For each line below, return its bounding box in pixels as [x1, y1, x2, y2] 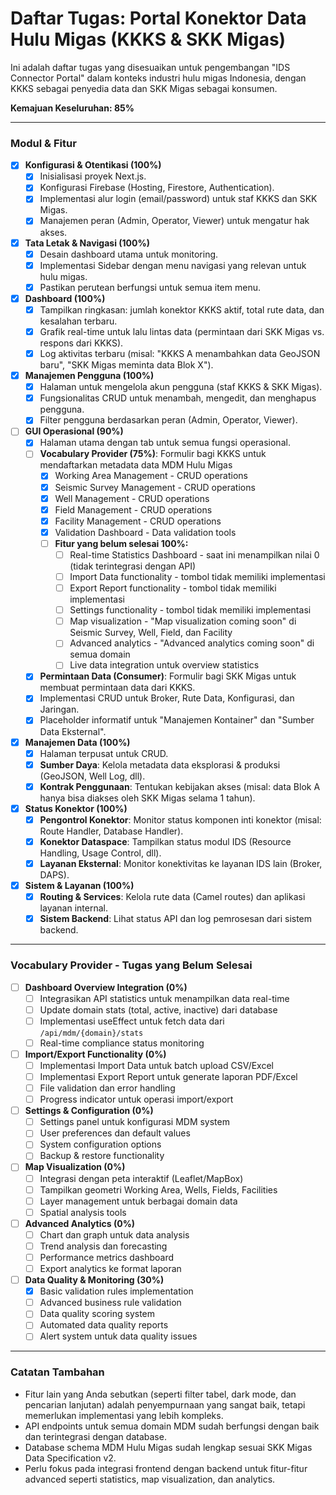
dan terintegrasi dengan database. [24, 1430, 167, 1442]
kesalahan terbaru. [39, 315, 118, 327]
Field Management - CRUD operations [54, 503, 213, 516]
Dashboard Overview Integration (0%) [24, 981, 188, 993]
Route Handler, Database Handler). [39, 825, 184, 837]
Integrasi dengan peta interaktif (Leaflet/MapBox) [39, 1172, 244, 1184]
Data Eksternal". [39, 725, 107, 737]
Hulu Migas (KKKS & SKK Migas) [10, 28, 287, 51]
